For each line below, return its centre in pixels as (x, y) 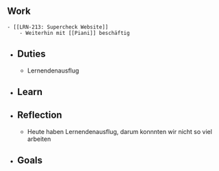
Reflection (40, 115)
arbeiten (39, 139)
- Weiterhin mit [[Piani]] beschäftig (75, 33)
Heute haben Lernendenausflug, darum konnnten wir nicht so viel (119, 131)
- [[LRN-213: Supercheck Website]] (58, 27)
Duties (31, 54)
